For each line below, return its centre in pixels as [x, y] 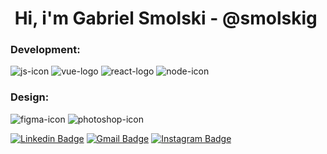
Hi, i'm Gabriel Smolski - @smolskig [166, 18]
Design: [30, 97]
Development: [45, 50]
